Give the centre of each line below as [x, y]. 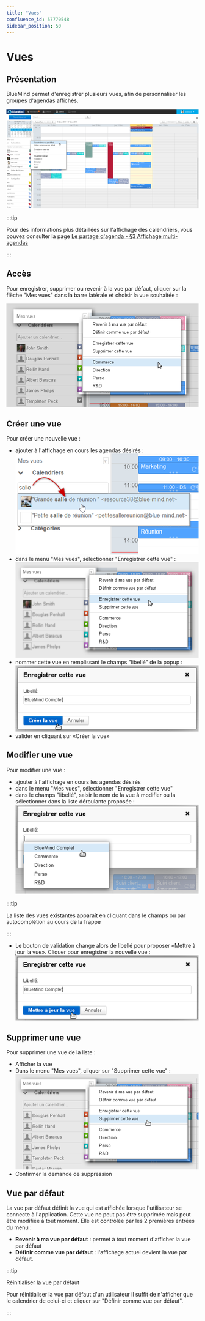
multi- [170, 236]
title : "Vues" [24, 13]
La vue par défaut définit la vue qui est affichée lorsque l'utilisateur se [94, 1208]
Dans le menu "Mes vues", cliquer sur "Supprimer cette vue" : [93, 1070]
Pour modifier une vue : [36, 770]
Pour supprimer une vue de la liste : [51, 1052]
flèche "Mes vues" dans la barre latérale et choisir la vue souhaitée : [92, 295]
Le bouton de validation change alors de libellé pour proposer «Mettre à [105, 946]
